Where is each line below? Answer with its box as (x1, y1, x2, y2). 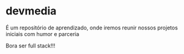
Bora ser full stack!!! (5, 42, 56, 49)
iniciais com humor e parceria (5, 30, 80, 37)
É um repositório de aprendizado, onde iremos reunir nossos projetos (5, 24, 179, 31)
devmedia (5, 4, 57, 18)
